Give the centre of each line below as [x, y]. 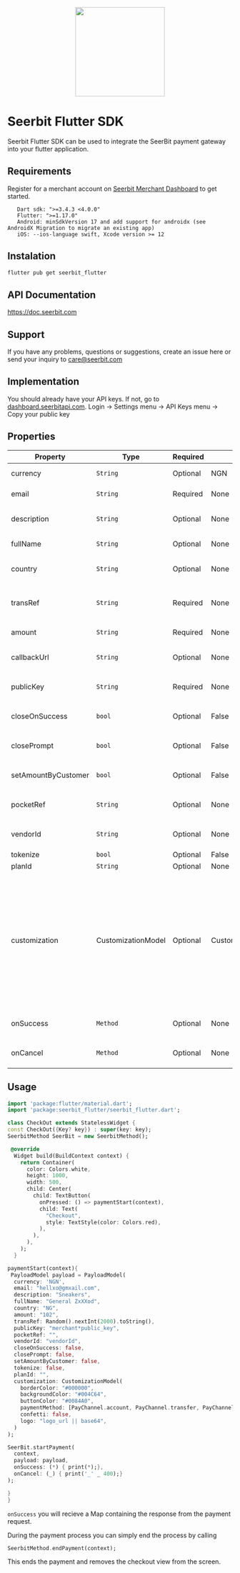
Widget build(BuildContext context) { [72, 1156]
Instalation [31, 256]
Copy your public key [39, 414]
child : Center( [49, 1189]
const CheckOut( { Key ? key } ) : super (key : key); [80, 1130]
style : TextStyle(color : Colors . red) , [103, 1222]
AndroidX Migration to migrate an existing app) [81, 228]
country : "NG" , [36, 1308]
